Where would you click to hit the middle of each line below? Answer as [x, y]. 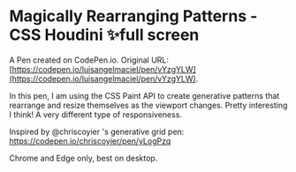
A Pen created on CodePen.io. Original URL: [89, 60]
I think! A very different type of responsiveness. [96, 114]
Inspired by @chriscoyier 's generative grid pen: [97, 131]
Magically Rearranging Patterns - [133, 16]
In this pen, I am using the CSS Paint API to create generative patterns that [144, 95]
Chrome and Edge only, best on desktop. [83, 158]
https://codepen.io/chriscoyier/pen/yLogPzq [90, 141]
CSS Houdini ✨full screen [104, 35]
